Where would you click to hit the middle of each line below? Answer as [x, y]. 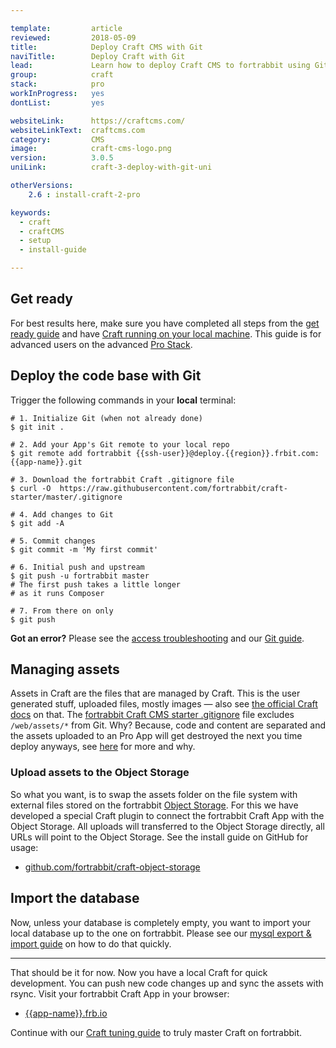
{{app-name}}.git [46, 462]
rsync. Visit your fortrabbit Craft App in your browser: [120, 993]
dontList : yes [57, 102]
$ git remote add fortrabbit [71, 453]
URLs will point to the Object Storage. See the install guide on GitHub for [159, 837]
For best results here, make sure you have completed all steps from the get [165, 323]
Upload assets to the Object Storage [100, 773]
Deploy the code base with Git [106, 376]
